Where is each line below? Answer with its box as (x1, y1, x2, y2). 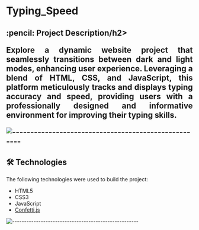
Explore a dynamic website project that (6, 45, 193, 55)
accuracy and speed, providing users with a (6, 91, 193, 102)
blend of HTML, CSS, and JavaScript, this (6, 73, 193, 83)
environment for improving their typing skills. (6, 110, 177, 120)
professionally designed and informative (6, 100, 193, 111)
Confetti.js (14, 206, 40, 213)
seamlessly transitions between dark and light (6, 54, 193, 64)
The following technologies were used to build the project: (6, 176, 148, 183)
